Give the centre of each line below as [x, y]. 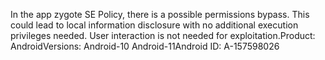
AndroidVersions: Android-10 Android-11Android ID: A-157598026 [145, 46]
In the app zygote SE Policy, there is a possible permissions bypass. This [160, 14]
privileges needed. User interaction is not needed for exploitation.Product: [163, 35]
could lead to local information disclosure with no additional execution [154, 25]
